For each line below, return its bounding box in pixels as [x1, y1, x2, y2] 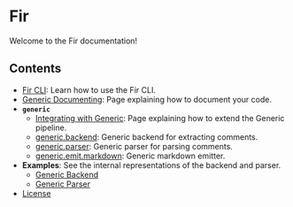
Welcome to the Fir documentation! [9, 35, 138, 46]
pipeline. [35, 122, 67, 133]
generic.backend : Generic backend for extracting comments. [35, 131, 258, 142]
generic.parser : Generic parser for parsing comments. [35, 141, 233, 151]
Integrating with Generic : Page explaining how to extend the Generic [35, 112, 285, 123]
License [21, 188, 51, 198]
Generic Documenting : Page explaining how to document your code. [21, 94, 273, 104]
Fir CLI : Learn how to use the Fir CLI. [21, 84, 157, 95]
